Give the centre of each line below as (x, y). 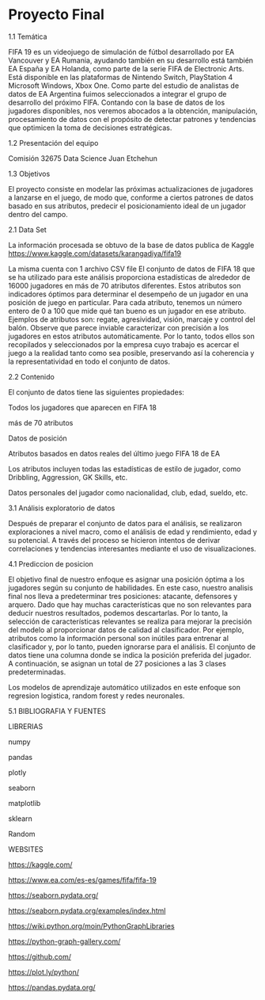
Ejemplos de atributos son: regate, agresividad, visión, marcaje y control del (132, 319)
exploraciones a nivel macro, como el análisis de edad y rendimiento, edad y (132, 532)
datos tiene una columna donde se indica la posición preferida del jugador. (130, 655)
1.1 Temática (28, 36)
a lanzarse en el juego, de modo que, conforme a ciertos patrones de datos (131, 197)
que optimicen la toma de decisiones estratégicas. (90, 128)
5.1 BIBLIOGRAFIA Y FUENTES (57, 711)
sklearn (21, 819)
